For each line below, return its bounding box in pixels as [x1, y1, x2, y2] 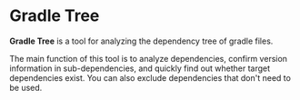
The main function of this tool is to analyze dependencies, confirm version [9, 53, 288, 64]
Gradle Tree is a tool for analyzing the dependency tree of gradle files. [9, 35, 274, 46]
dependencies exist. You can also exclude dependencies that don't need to [9, 72, 291, 83]
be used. [9, 82, 43, 93]
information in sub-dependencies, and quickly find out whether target [9, 63, 271, 74]
